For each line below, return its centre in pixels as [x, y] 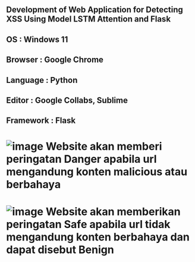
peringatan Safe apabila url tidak [88, 224]
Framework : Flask [41, 121]
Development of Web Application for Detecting [95, 10]
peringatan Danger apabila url [81, 159]
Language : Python [42, 80]
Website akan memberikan [113, 212]
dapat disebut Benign [60, 249]
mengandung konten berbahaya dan [98, 237]
